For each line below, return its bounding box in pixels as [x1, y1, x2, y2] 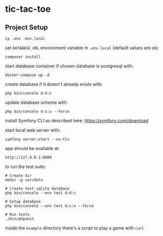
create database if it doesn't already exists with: [5, 81, 103, 87]
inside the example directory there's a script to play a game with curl [5, 225, 144, 231]
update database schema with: [5, 100, 68, 105]
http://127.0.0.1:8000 [5, 155, 52, 160]
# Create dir [5, 173, 32, 178]
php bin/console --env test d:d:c [5, 191, 77, 196]
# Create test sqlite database [5, 186, 70, 191]
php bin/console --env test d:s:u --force [5, 203, 94, 208]
